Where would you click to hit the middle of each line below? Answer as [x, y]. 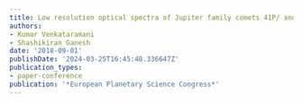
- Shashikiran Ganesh [50, 43]
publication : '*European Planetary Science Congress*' [115, 84]
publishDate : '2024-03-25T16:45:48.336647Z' [94, 59]
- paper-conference [46, 76]
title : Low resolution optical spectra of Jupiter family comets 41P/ [145, 17]
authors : [26, 26]
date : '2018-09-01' [46, 51]
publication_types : [46, 68]
